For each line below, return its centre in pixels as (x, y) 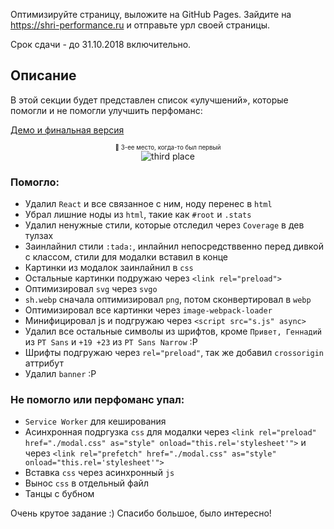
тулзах (39, 236)
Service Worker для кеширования (95, 421)
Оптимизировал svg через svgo (91, 289)
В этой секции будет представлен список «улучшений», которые (149, 100)
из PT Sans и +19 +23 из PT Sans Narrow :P (111, 342)
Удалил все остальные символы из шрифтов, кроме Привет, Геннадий (173, 331)
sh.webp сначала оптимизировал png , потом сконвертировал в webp (168, 300)
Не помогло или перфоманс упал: (97, 400)
